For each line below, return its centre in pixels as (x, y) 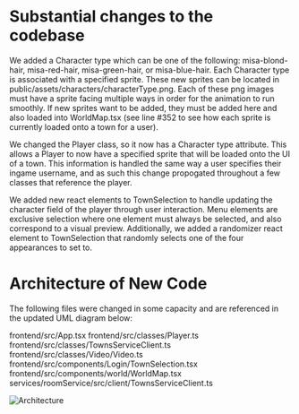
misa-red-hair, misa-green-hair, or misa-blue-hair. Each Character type (158, 70)
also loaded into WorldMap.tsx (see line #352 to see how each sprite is (140, 117)
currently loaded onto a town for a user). (84, 126)
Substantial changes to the (111, 17)
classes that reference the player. (71, 182)
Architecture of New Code (108, 284)
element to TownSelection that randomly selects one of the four (127, 237)
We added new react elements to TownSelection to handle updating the (141, 200)
